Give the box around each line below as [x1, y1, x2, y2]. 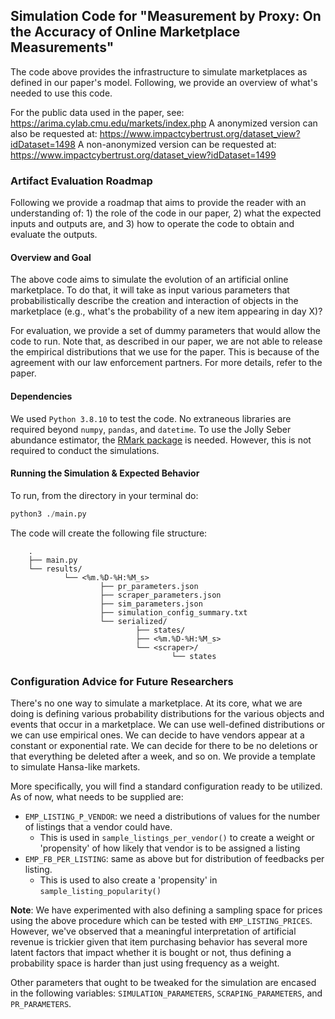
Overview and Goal [10, 251, 92, 263]
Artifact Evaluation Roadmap [10, 174, 153, 188]
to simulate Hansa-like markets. [10, 760, 141, 773]
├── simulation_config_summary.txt [99, 607, 248, 618]
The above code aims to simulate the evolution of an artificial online [10, 274, 289, 286]
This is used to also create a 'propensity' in [39, 874, 218, 886]
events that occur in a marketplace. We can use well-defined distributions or [10, 718, 326, 730]
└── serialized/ [99, 616, 168, 626]
